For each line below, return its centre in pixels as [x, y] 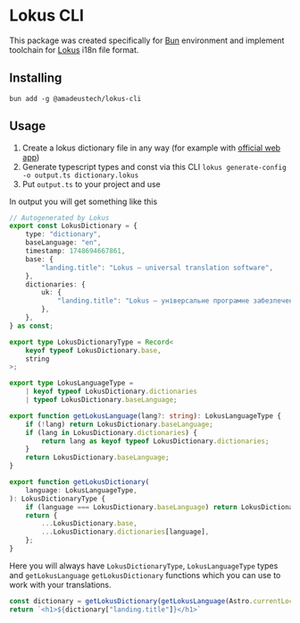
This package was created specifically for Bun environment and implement [147, 40]
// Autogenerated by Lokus [59, 218]
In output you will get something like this [83, 201]
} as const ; [31, 326]
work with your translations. [60, 585]
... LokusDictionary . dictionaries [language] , [125, 532]
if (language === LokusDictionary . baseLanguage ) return [132, 507]
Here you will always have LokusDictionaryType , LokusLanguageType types [144, 566]
